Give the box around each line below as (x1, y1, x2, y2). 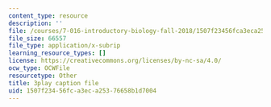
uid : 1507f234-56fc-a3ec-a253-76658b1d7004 (8, 86, 157, 95)
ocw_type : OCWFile (8, 64, 70, 72)
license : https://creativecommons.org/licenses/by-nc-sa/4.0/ (8, 57, 222, 65)
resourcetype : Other (8, 72, 78, 80)
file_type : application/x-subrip (8, 42, 121, 50)
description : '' (8, 19, 63, 27)
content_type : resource (8, 11, 89, 20)
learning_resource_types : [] (8, 49, 106, 57)
